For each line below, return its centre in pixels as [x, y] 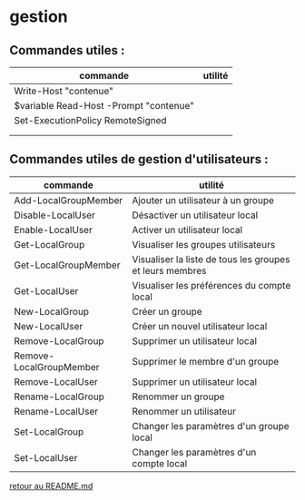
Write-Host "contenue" [64, 91]
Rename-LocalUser [56, 411]
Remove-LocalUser [56, 381]
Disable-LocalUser [54, 215]
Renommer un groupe [178, 397]
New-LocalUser [49, 326]
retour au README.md [51, 485]
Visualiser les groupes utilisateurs [203, 244]
